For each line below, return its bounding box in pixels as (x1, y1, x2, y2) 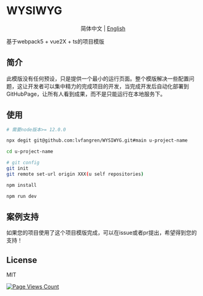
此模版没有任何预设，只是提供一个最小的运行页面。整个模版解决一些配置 (6, 75, 189, 82)
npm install (6, 182, 37, 188)
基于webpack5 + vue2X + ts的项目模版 (6, 37, 105, 45)
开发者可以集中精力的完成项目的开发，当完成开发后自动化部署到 (27, 82, 189, 89)
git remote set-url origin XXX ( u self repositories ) (6, 171, 144, 177)
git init (6, 165, 29, 172)
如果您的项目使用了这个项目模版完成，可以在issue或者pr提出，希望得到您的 (6, 229, 197, 237)
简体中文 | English (80, 25, 126, 32)
